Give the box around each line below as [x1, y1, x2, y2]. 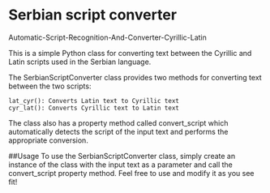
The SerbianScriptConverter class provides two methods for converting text [8, 72, 262, 82]
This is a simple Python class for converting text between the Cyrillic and [8, 48, 252, 58]
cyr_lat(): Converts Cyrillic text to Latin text [8, 104, 180, 112]
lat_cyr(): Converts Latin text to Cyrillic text [8, 96, 180, 105]
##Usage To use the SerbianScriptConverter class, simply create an [8, 151, 236, 161]
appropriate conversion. [8, 135, 89, 145]
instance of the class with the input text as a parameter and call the [8, 160, 234, 169]
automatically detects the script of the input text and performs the [8, 127, 229, 136]
